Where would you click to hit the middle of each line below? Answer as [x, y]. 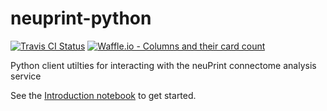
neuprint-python [81, 18]
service [26, 76]
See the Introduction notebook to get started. [103, 95]
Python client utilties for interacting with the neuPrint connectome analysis [163, 65]
